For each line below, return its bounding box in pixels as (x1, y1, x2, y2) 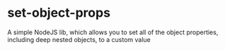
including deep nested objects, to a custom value (7, 35, 151, 43)
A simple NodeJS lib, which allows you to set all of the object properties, (7, 28, 219, 36)
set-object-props (7, 5, 111, 21)
